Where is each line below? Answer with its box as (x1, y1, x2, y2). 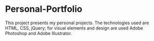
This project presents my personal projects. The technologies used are (5, 20, 149, 26)
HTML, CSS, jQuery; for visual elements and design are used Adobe (5, 25, 143, 31)
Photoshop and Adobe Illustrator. (5, 30, 73, 36)
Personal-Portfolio (5, 3, 82, 15)
